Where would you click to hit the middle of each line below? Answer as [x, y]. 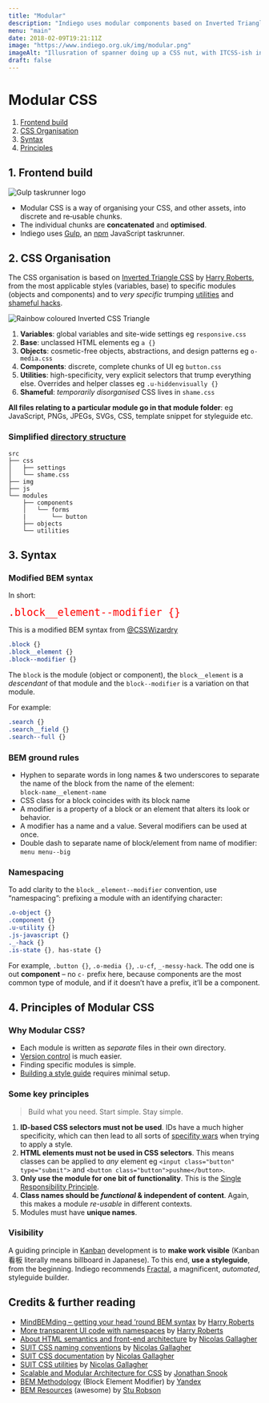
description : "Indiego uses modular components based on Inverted [121, 23]
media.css [36, 359]
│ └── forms [46, 509]
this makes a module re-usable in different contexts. [106, 1204]
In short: [22, 595]
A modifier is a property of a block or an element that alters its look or [134, 809]
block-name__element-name [63, 792]
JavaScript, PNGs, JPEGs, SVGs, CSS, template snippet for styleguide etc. [131, 416]
